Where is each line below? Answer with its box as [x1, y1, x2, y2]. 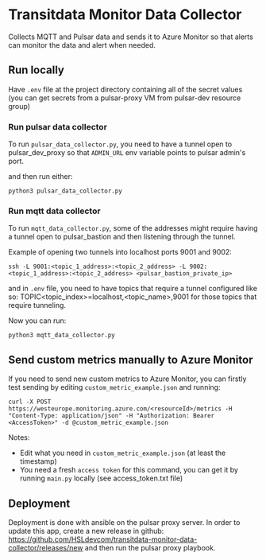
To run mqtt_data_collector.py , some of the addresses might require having [8, 224, 258, 233]
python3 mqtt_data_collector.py [8, 332, 115, 340]
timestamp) [19, 457, 57, 466]
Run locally [8, 64, 65, 77]
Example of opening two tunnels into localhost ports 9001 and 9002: [8, 247, 232, 257]
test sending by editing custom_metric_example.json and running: [8, 383, 221, 392]
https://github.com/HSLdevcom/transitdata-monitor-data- [8, 535, 198, 544]
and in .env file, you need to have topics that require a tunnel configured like [8, 284, 258, 294]
